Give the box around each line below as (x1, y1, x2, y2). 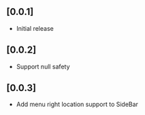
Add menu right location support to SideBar (16, 100, 139, 109)
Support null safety (16, 62, 70, 71)
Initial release (16, 24, 54, 32)
